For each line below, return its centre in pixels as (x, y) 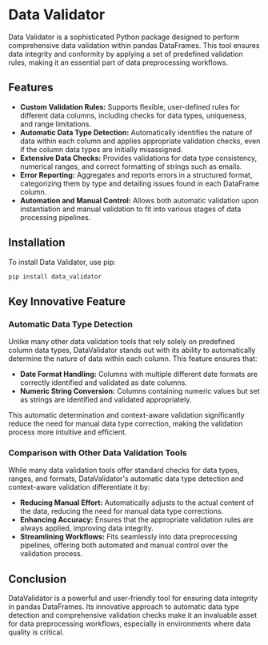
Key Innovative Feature (67, 301)
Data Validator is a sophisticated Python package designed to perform (124, 37)
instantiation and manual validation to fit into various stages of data (130, 209)
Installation (37, 243)
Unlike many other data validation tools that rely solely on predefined (122, 342)
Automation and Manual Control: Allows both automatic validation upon (139, 200)
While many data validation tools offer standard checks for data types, (124, 471)
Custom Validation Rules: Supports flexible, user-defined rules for (130, 106)
